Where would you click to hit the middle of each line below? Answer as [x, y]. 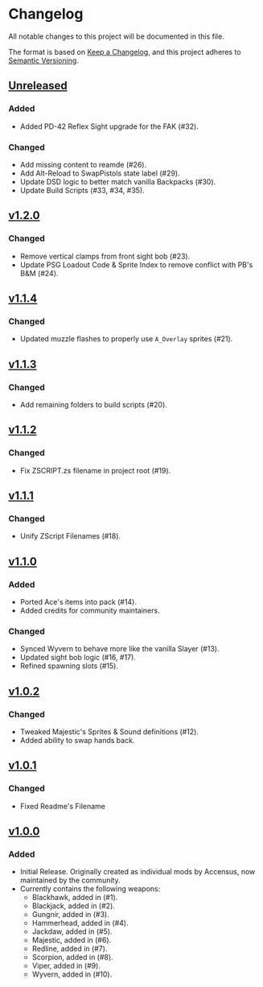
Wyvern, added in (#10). [72, 974]
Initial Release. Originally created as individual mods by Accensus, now [138, 872]
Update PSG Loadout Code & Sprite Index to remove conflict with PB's [136, 264]
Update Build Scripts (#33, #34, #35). [82, 190]
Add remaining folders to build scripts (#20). [93, 404]
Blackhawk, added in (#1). [75, 898]
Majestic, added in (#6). [72, 940]
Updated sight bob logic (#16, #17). [78, 658]
